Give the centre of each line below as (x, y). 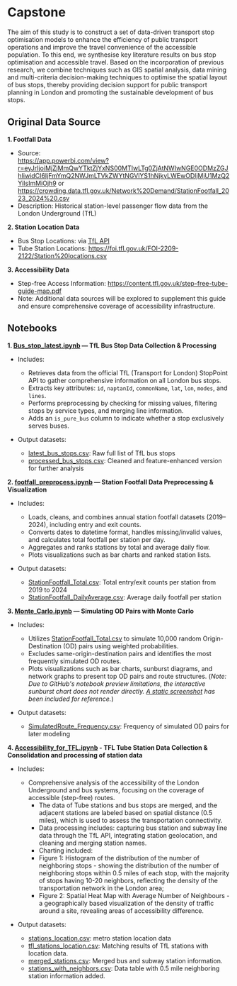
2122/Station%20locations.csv (62, 255)
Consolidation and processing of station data (75, 755)
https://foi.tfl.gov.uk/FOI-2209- (133, 248)
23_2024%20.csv (44, 198)
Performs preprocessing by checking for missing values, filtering (122, 403)
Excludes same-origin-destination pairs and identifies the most (120, 653)
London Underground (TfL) (57, 213)
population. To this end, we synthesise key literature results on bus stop (112, 55)
